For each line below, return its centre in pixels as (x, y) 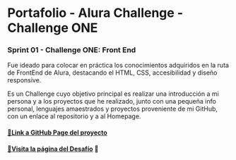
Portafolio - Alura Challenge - (95, 13)
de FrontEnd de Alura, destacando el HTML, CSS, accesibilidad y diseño (112, 73)
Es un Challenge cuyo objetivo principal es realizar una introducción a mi (113, 94)
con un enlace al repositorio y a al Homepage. (74, 116)
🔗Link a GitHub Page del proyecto (57, 133)
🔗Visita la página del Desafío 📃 (53, 149)
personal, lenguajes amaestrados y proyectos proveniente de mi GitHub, (112, 109)
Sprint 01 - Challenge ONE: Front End (72, 50)
